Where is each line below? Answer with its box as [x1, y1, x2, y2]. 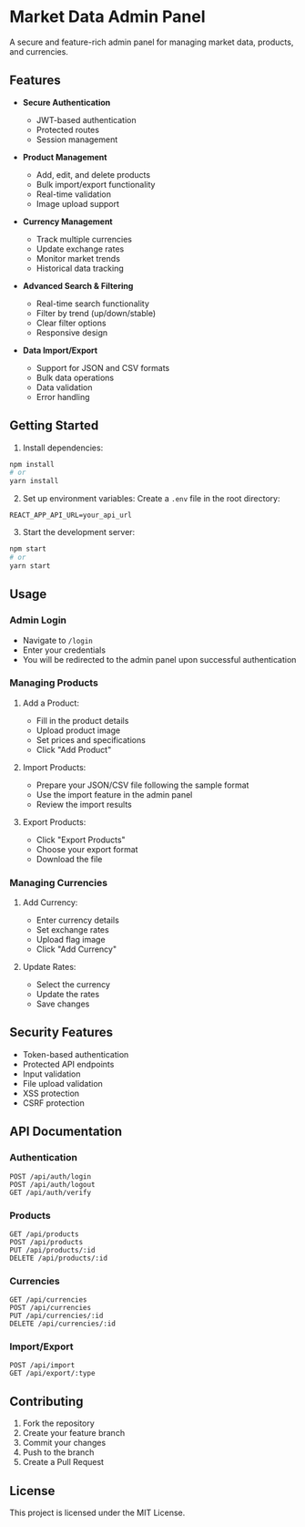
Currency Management [22, 216, 113, 227]
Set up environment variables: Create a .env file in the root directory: [22, 493, 280, 504]
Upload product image [36, 725, 121, 736]
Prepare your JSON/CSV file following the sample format [36, 779, 249, 790]
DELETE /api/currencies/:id [9, 1319, 117, 1328]
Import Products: [22, 761, 86, 772]
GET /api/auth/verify [9, 1188, 92, 1197]
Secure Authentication [22, 97, 111, 108]
